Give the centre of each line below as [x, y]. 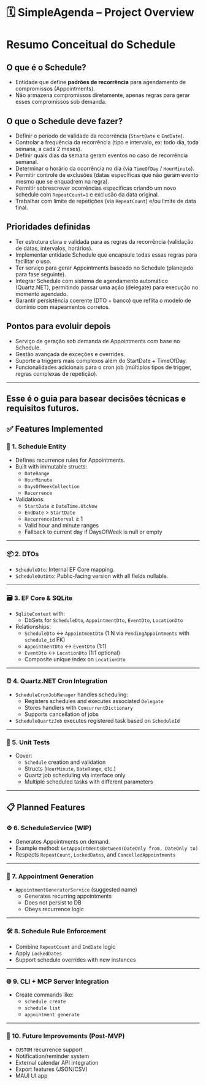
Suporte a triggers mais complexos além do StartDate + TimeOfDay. [101, 360]
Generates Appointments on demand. [63, 841]
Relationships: [33, 627]
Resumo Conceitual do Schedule [91, 45]
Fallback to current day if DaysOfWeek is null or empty [93, 532]
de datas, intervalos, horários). [54, 248]
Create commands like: [44, 995]
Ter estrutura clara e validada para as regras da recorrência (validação [104, 241]
